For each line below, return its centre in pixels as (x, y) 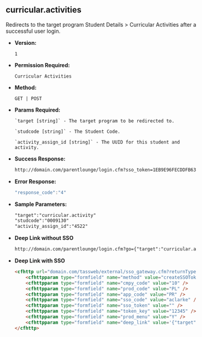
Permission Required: (42, 65)
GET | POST (28, 98)
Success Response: (40, 158)
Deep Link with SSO (40, 261)
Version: (25, 42)
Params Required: (37, 110)
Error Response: (35, 181)
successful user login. (33, 31)
